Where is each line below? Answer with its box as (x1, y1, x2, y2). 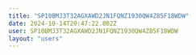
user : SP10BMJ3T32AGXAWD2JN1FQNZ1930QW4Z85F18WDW (8, 27, 179, 35)
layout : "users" (8, 34, 63, 43)
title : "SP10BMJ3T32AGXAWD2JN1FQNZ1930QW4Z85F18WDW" (8, 11, 190, 20)
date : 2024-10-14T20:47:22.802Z (8, 19, 117, 27)
